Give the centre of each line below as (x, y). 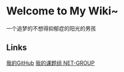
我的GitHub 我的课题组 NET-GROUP (51, 63)
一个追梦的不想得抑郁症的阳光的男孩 (51, 28)
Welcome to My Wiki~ (62, 11)
